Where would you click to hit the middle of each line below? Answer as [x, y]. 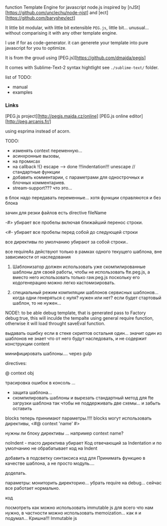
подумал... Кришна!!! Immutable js [41, 518]
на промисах [26, 161]
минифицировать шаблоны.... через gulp [48, 354]
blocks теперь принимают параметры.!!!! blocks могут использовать [78, 418]
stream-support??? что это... [42, 188]
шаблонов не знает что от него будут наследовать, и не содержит [76, 339]
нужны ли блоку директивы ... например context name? [64, 433]
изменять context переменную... [47, 151]
